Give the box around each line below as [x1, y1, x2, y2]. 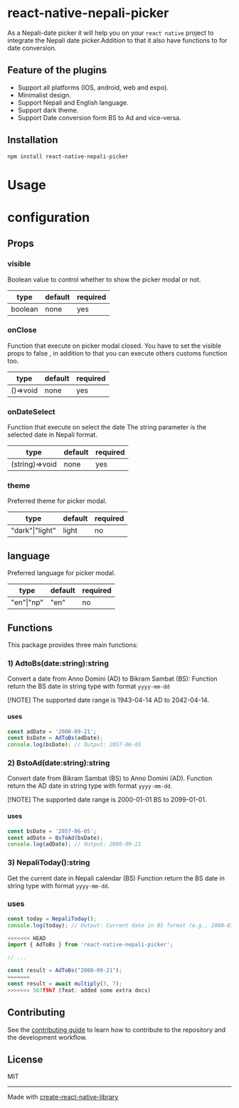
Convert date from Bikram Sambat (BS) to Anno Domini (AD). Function [7, 774, 213, 783]
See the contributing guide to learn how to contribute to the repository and [7, 1026, 226, 1034]
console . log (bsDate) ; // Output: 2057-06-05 [7, 741, 142, 748]
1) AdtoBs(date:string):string [7, 658, 109, 668]
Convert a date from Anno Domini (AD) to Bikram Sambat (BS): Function [7, 674, 218, 683]
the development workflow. [7, 1033, 87, 1041]
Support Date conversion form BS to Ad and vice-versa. [17, 113, 181, 122]
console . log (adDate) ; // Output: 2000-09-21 [7, 841, 142, 848]
